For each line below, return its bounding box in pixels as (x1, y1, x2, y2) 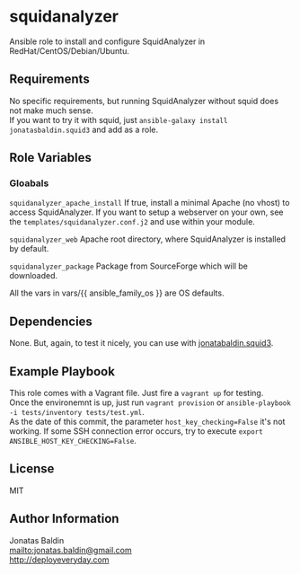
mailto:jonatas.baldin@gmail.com (9, 544, 132, 555)
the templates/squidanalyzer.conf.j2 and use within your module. (9, 216, 256, 227)
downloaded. (9, 270, 58, 281)
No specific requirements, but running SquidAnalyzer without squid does (9, 95, 279, 106)
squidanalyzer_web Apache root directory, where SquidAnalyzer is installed (9, 234, 286, 244)
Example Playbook (9, 364, 115, 379)
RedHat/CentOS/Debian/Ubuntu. (9, 45, 130, 56)
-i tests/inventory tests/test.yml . (9, 407, 146, 418)
